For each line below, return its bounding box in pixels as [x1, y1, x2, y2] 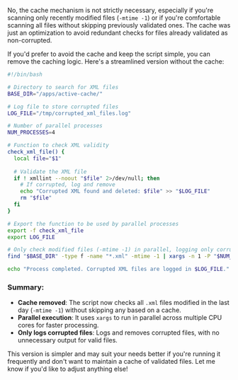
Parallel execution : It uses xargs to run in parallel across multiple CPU [17, 313, 222, 322]
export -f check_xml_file [7, 226, 84, 234]
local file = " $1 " [13, 155, 62, 162]
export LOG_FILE [7, 234, 55, 241]
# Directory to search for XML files [7, 84, 119, 91]
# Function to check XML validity [7, 142, 110, 149]
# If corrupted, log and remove [20, 181, 115, 188]
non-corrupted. [7, 36, 52, 45]
